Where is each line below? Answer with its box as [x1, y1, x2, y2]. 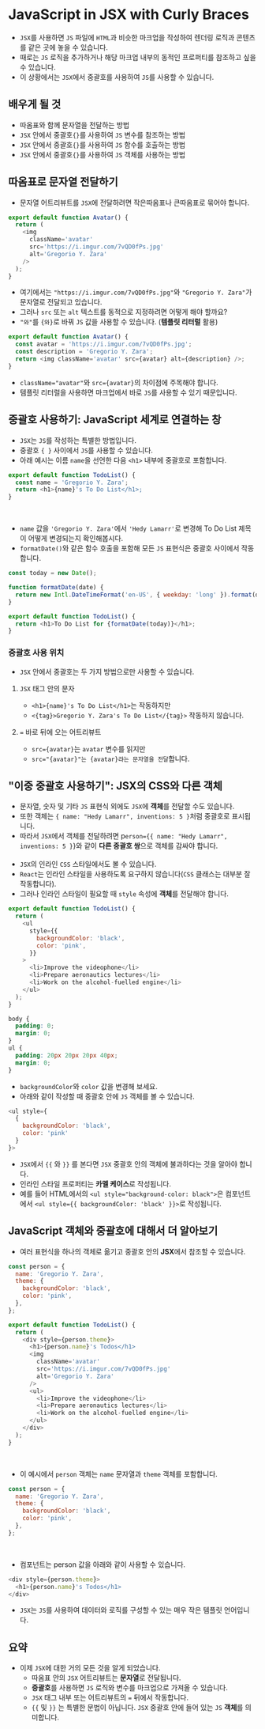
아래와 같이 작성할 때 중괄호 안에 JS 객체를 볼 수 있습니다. [19, 1092, 195, 1101]
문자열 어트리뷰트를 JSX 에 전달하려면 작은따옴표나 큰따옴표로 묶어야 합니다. [19, 198, 250, 207]
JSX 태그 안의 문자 [19, 683, 75, 693]
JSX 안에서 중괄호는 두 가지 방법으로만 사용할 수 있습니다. [19, 667, 195, 676]
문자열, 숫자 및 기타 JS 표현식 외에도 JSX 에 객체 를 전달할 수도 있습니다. [19, 801, 235, 812]
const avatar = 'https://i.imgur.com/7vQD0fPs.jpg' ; [15, 340, 192, 349]
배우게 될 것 [8, 97, 62, 112]
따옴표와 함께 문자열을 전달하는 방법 [19, 120, 130, 130]
